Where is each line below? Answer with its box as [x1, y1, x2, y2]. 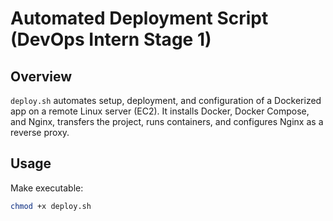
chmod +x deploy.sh [10, 201, 92, 211]
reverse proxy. [10, 127, 70, 138]
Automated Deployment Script [10, 7, 269, 30]
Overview [10, 68, 73, 85]
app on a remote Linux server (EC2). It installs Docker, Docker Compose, [10, 105, 310, 117]
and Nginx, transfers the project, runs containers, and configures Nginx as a [10, 116, 324, 127]
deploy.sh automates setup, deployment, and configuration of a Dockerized [10, 95, 322, 106]
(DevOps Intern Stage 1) [10, 28, 212, 51]
